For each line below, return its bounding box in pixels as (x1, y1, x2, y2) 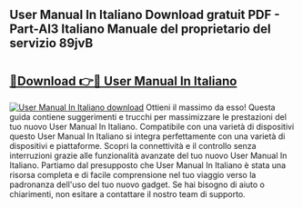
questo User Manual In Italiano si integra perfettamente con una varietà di (9, 131, 286, 142)
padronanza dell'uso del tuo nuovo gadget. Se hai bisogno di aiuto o (9, 179, 266, 190)
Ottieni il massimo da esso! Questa (145, 102, 276, 113)
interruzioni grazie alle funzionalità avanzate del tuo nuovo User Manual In (9, 150, 288, 161)
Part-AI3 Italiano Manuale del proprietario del (9, 22, 271, 37)
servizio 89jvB (9, 35, 94, 51)
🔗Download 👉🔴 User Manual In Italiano (9, 73, 237, 89)
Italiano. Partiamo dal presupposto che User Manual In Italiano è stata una (9, 160, 287, 171)
